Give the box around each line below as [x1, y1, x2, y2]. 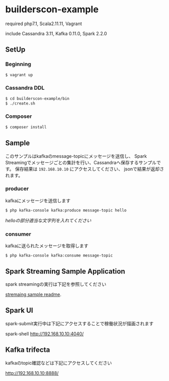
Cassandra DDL [5, 84, 45, 92]
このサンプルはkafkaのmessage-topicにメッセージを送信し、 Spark [5, 153, 147, 159]
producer [5, 185, 29, 193]
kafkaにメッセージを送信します [5, 197, 70, 203]
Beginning [5, 60, 32, 68]
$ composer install [5, 124, 47, 130]
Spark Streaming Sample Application [5, 267, 126, 276]
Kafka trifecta [5, 346, 50, 354]
